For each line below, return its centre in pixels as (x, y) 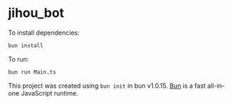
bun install (26, 45)
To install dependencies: (44, 33)
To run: (19, 59)
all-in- (216, 86)
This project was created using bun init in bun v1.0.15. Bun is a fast (107, 86)
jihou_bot (36, 13)
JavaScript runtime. (50, 93)
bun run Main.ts (32, 72)
